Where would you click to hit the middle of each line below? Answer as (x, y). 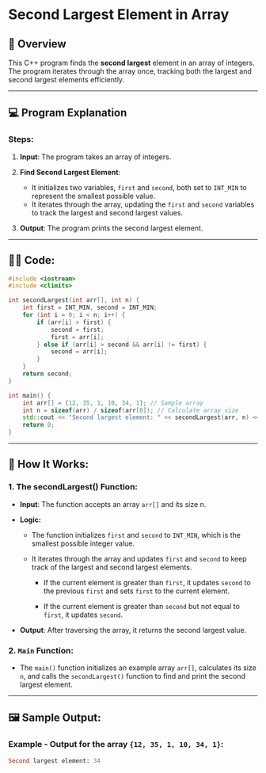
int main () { (30, 395)
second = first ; (77, 329)
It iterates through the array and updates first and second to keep (139, 558)
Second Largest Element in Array (119, 15)
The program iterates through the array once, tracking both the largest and (130, 71)
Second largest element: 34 (55, 761)
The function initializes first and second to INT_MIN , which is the (136, 535)
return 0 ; (39, 425)
